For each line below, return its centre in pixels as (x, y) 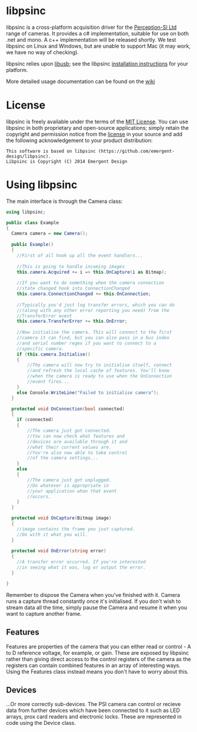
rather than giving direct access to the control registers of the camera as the (98, 659)
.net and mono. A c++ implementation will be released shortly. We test (91, 40)
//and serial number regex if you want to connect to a (87, 343)
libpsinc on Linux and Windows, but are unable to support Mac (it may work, (98, 46)
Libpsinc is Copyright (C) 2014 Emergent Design (67, 161)
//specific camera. (41, 349)
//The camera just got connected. (69, 431)
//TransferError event (44, 316)
